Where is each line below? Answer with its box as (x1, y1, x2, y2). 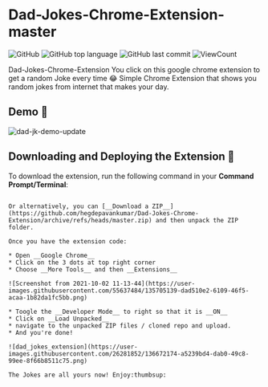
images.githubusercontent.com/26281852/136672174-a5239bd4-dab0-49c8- (8, 349, 250, 358)
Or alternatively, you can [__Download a (8, 202, 149, 210)
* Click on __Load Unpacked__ (8, 315, 110, 323)
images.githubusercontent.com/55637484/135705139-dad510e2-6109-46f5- (8, 287, 250, 295)
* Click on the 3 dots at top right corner (8, 259, 156, 267)
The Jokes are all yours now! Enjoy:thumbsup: (8, 371, 167, 379)
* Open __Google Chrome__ (8, 251, 95, 259)
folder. (8, 223, 35, 231)
